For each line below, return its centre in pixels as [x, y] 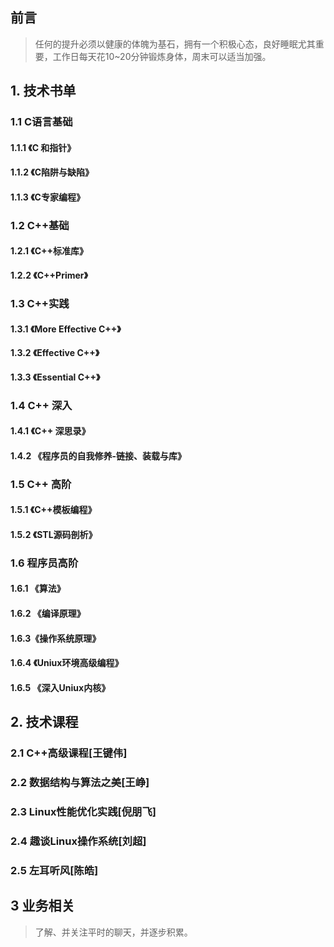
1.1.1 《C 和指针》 [43, 147]
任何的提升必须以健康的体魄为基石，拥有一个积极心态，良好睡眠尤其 [175, 44]
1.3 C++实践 [40, 303]
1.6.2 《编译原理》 [48, 614]
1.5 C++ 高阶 [41, 484]
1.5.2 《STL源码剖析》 [54, 534]
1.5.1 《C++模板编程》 [53, 510]
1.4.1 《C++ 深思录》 [50, 431]
